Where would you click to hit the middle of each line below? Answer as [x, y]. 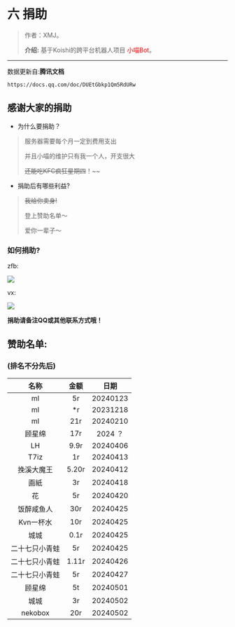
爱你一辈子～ [43, 230]
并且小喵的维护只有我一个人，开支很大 [79, 156]
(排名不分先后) [31, 366]
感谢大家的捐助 [40, 108]
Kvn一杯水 [35, 522]
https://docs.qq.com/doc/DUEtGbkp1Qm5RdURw [72, 85]
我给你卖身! [41, 200]
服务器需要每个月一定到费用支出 [70, 141]
